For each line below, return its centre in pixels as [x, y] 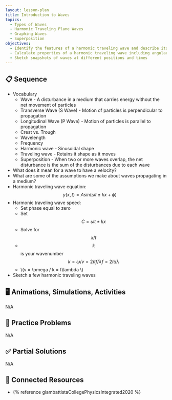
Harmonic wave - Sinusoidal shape [57, 149]
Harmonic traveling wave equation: [49, 187]
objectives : [18, 44]
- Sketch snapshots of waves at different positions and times [79, 58]
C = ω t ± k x [93, 222]
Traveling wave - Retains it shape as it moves [68, 154]
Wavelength [33, 138]
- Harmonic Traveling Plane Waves [47, 29]
